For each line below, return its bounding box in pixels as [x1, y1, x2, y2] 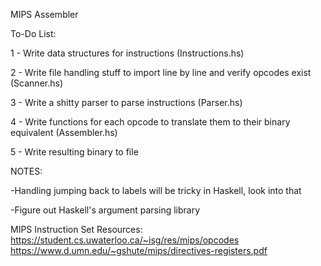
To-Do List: [10, 28, 57, 39]
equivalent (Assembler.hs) [10, 127, 118, 138]
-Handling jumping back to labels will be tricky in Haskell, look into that [10, 185, 302, 196]
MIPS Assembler [10, 9, 79, 20]
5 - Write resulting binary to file [10, 146, 139, 158]
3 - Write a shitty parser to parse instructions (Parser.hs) [10, 97, 243, 108]
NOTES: [10, 165, 43, 177]
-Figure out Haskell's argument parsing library [10, 204, 201, 216]
